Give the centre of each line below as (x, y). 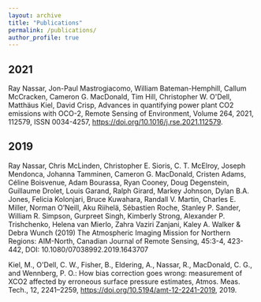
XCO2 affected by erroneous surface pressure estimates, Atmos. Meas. (124, 281)
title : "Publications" (45, 23)
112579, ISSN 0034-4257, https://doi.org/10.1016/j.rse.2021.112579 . (116, 122)
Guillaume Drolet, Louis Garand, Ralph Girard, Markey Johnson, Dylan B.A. (129, 191)
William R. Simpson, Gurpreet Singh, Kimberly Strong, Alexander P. (117, 216)
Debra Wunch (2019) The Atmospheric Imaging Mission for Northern (119, 233)
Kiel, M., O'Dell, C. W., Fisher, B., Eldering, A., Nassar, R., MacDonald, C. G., (130, 264)
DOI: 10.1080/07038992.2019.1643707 (86, 249)
